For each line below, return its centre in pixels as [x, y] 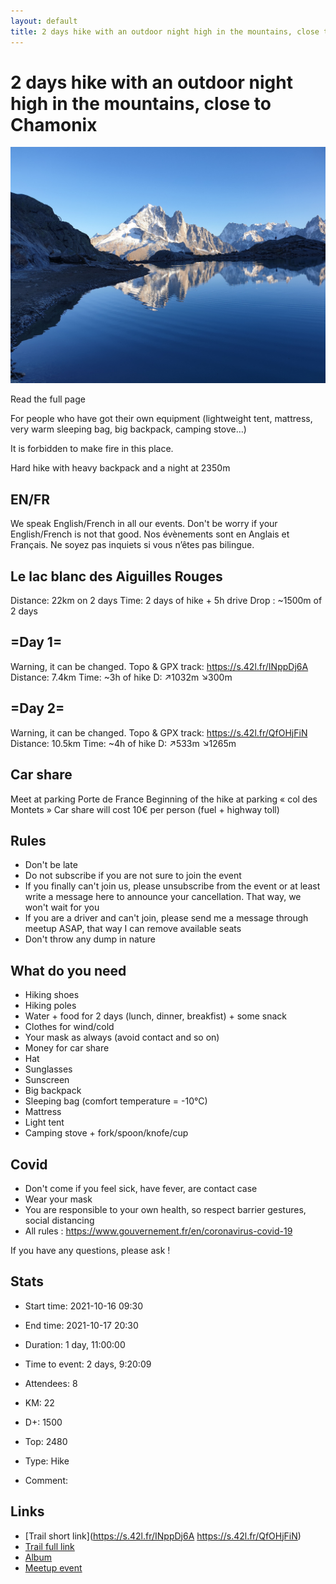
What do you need [68, 970]
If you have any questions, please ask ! [90, 1250]
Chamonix [54, 124]
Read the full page [48, 399]
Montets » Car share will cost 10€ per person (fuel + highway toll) [145, 809]
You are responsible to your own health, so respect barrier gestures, [165, 1209]
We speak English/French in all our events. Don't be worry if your [144, 524]
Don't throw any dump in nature [90, 939]
